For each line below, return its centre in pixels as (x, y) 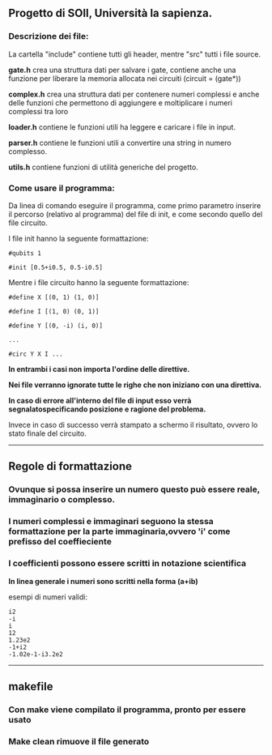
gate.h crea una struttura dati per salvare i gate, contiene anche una (122, 70)
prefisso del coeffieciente (60, 542)
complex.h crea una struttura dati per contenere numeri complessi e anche (134, 94)
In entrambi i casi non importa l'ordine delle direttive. (99, 369)
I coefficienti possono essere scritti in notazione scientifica (127, 564)
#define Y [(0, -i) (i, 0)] (56, 326)
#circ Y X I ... (36, 354)
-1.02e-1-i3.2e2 (36, 654)
